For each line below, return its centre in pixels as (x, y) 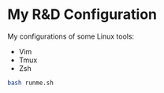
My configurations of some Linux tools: (71, 36)
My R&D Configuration (82, 15)
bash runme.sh (31, 83)
